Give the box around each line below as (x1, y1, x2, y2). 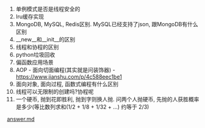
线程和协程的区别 (15, 43, 59, 51)
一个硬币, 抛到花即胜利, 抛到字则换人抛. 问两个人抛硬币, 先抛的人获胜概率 (15, 96, 200, 102)
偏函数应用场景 (15, 59, 54, 66)
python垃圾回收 (15, 51, 56, 58)
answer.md (7, 115, 35, 123)
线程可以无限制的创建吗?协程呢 (15, 88, 94, 95)
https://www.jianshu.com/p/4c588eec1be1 (15, 73, 123, 80)
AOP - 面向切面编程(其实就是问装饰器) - (15, 66, 115, 73)
